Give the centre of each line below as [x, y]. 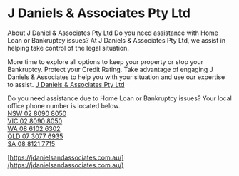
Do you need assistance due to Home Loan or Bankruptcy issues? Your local [119, 98]
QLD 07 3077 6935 [35, 136]
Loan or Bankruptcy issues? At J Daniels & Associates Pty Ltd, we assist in [117, 40]
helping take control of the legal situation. [68, 48]
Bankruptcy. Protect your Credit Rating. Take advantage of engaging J [111, 69]
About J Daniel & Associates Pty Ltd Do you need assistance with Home [113, 33]
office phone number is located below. [64, 105]
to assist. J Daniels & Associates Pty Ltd [66, 84]
